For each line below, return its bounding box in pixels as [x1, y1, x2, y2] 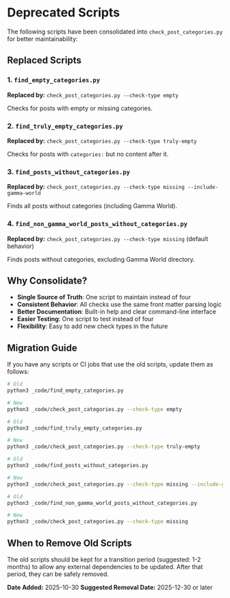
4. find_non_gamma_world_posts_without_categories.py [7, 219, 188, 229]
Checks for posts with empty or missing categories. [7, 104, 153, 112]
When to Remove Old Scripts [7, 537, 132, 549]
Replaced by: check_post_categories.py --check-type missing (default [7, 234, 209, 242]
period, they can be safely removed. [7, 570, 110, 578]
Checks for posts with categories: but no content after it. [7, 149, 169, 158]
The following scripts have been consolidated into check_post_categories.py [7, 27, 223, 36]
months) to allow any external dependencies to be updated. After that [7, 562, 203, 571]
